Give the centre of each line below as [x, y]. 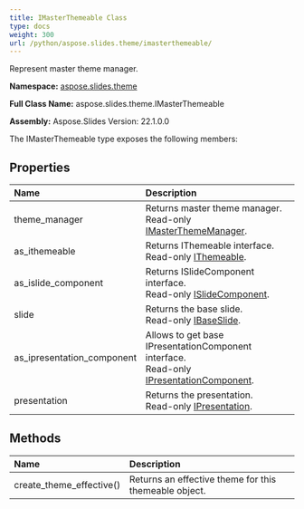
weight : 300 [32, 34]
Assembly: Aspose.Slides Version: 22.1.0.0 [90, 121]
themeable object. [167, 490]
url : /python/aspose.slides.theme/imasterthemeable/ [111, 43]
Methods [35, 439]
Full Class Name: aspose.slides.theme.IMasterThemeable [117, 104]
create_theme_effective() [67, 485]
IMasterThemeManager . [196, 231]
